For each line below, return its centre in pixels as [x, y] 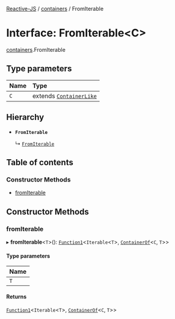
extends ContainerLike [65, 96]
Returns [17, 296]
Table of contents [40, 162]
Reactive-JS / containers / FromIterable [55, 9]
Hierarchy [25, 117]
